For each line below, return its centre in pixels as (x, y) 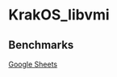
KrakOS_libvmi (59, 15)
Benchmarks (41, 45)
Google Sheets (33, 64)
